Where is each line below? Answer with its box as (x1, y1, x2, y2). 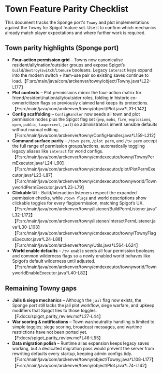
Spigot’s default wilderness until (12, 258, 76, 264)
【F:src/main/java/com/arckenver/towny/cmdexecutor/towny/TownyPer (12, 154, 155, 160)
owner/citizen (12, 100, 40, 105)
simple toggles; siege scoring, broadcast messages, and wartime (12, 324, 142, 330)
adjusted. (76, 258, 96, 264)
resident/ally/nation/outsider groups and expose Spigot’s (12, 62, 125, 68)
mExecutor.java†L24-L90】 (12, 160, 67, 166)
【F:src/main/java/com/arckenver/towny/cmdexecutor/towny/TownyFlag (12, 230, 156, 236)
